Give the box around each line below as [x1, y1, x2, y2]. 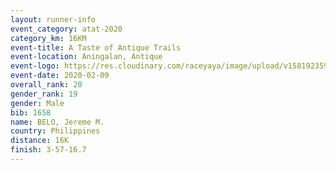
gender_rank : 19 [10, 89, 78, 99]
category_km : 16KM [10, 33, 87, 43]
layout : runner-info [10, 14, 97, 25]
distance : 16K [10, 136, 70, 146]
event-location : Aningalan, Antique [10, 52, 163, 62]
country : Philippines [10, 126, 101, 136]
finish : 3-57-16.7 [10, 145, 87, 155]
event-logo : [10, 61, 60, 71]
